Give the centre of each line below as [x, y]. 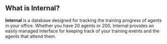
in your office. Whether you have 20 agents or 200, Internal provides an [80, 25]
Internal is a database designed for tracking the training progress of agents [84, 20]
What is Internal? [33, 8]
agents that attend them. [31, 36]
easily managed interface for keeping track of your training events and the [82, 31]
